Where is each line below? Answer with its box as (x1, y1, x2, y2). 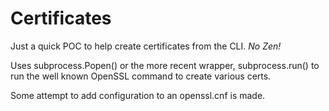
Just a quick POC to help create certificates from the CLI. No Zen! (10, 40, 282, 52)
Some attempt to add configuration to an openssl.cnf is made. (10, 89, 266, 101)
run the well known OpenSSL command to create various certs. (10, 70, 272, 82)
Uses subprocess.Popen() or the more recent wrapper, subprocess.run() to (10, 59, 320, 71)
